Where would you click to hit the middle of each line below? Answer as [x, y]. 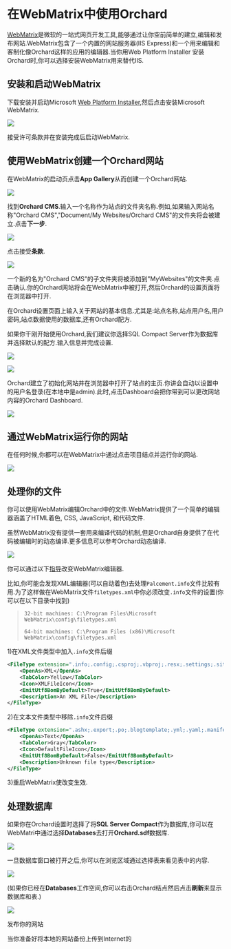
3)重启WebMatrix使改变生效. [47, 782]
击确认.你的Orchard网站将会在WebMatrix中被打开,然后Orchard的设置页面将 [113, 287]
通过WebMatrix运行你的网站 [68, 437]
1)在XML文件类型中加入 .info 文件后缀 [60, 651]
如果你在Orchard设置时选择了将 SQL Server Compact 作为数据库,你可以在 [110, 824]
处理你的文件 [34, 491]
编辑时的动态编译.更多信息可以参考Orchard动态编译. [92, 541]
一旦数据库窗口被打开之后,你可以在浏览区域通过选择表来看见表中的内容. [108, 860]
